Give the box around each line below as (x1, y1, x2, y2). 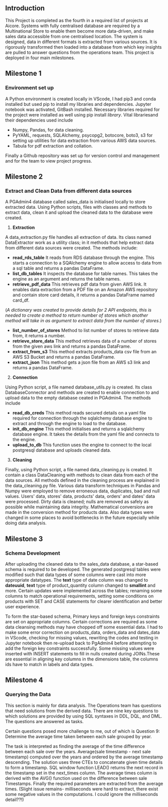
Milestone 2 (5, 172, 43, 181)
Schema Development (5, 550, 60, 557)
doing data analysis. (5, 520, 47, 526)
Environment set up (5, 84, 54, 91)
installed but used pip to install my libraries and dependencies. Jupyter (5, 101, 151, 107)
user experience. (5, 603, 40, 609)
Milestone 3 (5, 534, 43, 543)
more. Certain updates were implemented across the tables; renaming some (5, 587, 162, 594)
